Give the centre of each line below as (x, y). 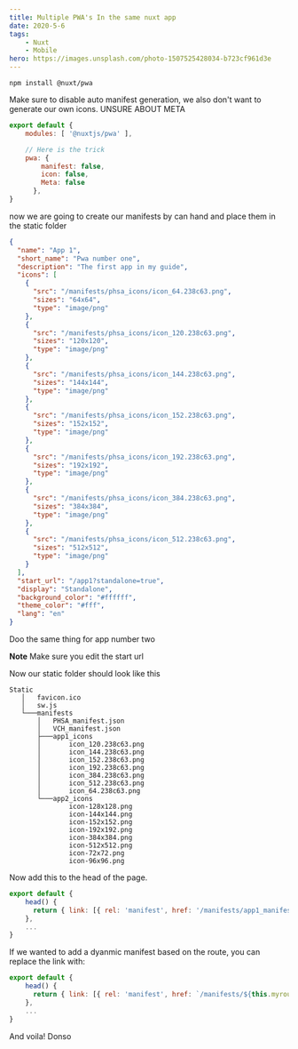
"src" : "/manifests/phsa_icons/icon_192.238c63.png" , (134, 457)
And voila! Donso (40, 1036)
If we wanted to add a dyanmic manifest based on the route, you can (135, 952)
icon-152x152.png (101, 822)
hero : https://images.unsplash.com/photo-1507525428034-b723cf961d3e (141, 59)
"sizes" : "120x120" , (71, 341)
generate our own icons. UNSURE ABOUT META (98, 109)
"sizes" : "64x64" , (67, 300)
